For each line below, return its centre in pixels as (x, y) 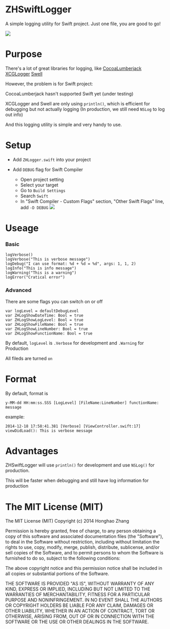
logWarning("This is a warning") (41, 273)
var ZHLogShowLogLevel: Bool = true (44, 320)
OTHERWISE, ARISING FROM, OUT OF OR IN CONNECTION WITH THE (80, 616)
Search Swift (34, 196)
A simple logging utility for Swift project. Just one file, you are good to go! (83, 24)
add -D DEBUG (34, 207)
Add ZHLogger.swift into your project (52, 159)
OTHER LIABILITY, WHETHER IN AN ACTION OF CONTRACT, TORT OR (80, 611)
